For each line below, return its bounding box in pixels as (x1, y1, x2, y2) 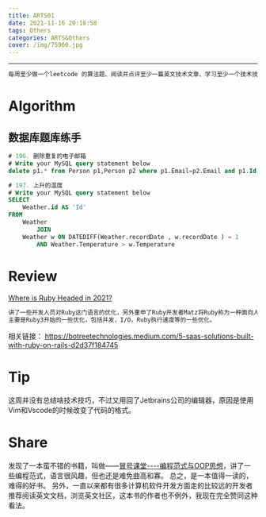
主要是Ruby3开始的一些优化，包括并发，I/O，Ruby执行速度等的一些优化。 (8, 316, 216, 324)
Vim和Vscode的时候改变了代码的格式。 (8, 406, 136, 415)
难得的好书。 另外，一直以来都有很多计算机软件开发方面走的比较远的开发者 (8, 481, 253, 491)
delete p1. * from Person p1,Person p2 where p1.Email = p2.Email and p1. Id (8, 167, 257, 175)
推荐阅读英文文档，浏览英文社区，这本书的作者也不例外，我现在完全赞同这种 (8, 491, 258, 500)
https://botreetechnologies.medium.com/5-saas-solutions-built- (44, 331, 255, 341)
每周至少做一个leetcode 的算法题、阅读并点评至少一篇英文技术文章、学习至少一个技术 (8, 71, 253, 79)
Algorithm (8, 97, 76, 115)
